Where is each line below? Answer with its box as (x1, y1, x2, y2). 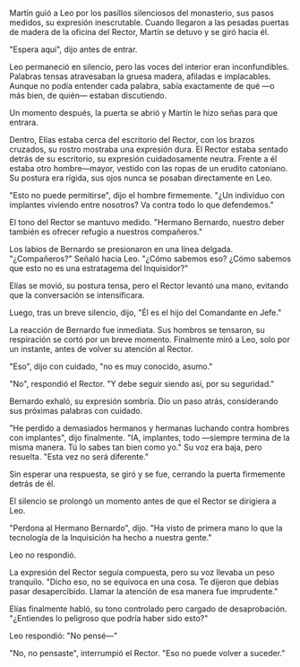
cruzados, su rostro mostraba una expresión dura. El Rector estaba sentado (9, 144, 288, 154)
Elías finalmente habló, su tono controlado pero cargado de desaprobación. (9, 603, 287, 614)
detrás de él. (9, 478, 56, 488)
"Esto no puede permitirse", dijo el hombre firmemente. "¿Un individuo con (9, 190, 285, 200)
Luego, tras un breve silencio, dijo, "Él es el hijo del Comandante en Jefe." (9, 307, 282, 318)
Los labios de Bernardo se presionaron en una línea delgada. (9, 244, 234, 254)
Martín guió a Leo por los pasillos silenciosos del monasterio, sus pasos (9, 8, 275, 18)
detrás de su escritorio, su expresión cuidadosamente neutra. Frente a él (9, 154, 278, 164)
